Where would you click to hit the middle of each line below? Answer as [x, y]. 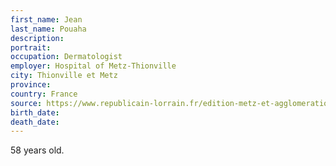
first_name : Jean [46, 19]
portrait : [31, 47]
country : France [44, 94]
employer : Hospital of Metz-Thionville [93, 66]
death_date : [35, 122]
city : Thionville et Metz [64, 76]
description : [37, 38]
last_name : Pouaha [48, 29]
